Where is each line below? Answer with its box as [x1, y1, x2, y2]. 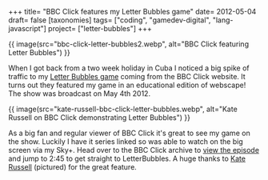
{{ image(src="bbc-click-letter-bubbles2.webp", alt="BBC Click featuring [8, 39, 250, 49]
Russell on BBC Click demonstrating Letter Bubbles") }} [8, 113, 190, 122]
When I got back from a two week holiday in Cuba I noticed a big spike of [8, 63, 250, 73]
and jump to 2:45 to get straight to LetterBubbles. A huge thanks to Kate [8, 154, 246, 163]
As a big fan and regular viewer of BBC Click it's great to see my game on [8, 128, 250, 138]
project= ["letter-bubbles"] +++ [47, 24, 152, 33]
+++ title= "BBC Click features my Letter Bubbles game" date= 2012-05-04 [8, 7, 257, 16]
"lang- [212, 15, 234, 25]
